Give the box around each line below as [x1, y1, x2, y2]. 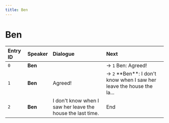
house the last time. [52, 109, 99, 116]
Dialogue [52, 50, 75, 57]
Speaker [27, 50, 48, 57]
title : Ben [5, 7, 28, 13]
